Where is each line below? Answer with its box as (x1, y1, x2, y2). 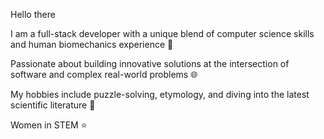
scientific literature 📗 (10, 99, 96, 111)
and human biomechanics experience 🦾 (10, 39, 174, 50)
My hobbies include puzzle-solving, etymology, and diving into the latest (10, 89, 310, 100)
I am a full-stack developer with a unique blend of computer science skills (10, 28, 315, 39)
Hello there (10, 9, 56, 20)
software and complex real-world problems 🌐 (10, 69, 198, 80)
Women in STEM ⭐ (10, 119, 88, 131)
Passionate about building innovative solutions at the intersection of (10, 58, 290, 69)
